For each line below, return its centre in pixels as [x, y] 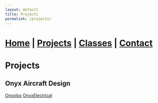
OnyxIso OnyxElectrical [29, 95]
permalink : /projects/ [28, 19]
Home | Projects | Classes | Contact [79, 43]
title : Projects [22, 14]
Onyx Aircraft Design [38, 84]
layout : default [22, 10]
